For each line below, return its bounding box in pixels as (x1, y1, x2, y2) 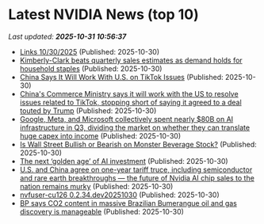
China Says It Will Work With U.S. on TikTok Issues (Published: (19, 72, 224, 82)
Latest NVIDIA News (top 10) (8, 6, 200, 24)
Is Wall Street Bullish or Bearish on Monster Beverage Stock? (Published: (19, 139, 257, 149)
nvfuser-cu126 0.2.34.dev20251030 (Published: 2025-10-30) (19, 190, 220, 199)
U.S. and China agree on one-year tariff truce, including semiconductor (19, 165, 253, 174)
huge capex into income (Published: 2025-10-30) (19, 131, 181, 140)
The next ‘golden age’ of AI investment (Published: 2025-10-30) (19, 156, 228, 165)
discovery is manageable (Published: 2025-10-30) (19, 207, 185, 216)
